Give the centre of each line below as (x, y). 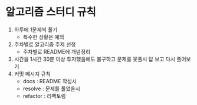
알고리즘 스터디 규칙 (51, 12)
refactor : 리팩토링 (44, 96)
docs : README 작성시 (50, 81)
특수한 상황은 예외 (43, 37)
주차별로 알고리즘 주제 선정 (45, 44)
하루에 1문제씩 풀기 (36, 29)
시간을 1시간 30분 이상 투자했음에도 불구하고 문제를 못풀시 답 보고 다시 (94, 59)
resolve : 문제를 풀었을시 (51, 88)
